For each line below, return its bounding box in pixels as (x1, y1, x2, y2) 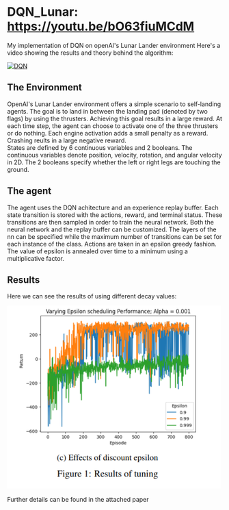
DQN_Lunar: (7, 4, 79, 20)
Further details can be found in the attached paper (7, 495, 149, 503)
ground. (7, 165, 29, 173)
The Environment (7, 81, 82, 93)
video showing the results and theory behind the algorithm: (7, 49, 174, 57)
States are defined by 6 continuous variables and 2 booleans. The (7, 143, 193, 151)
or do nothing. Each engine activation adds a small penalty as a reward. (7, 129, 208, 137)
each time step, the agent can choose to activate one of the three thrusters (7, 121, 219, 130)
